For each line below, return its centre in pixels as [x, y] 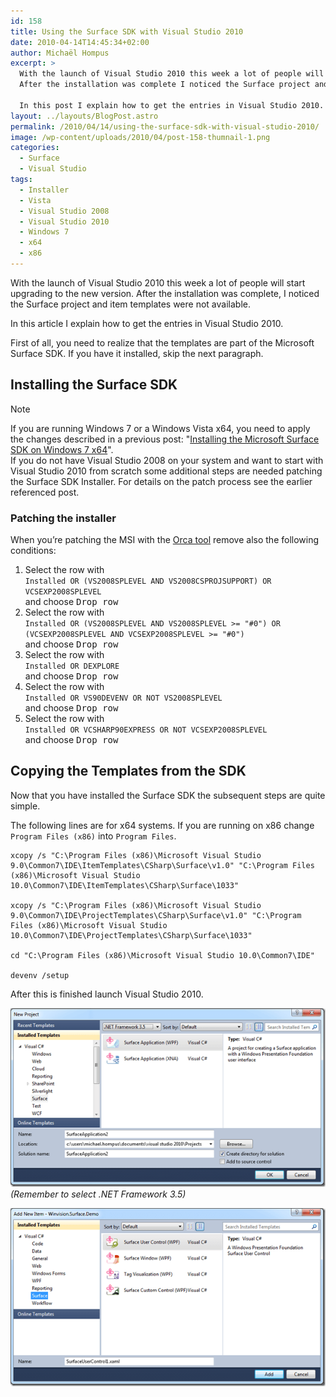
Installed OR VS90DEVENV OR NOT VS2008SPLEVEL [123, 698]
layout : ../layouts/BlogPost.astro [84, 116]
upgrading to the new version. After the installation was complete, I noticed [165, 293]
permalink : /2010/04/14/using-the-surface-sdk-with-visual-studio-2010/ [165, 126]
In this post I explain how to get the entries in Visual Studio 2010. [172, 105]
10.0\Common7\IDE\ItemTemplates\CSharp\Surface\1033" [125, 885]
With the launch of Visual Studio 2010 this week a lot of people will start [158, 282]
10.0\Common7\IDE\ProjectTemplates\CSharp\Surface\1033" [131, 935]
